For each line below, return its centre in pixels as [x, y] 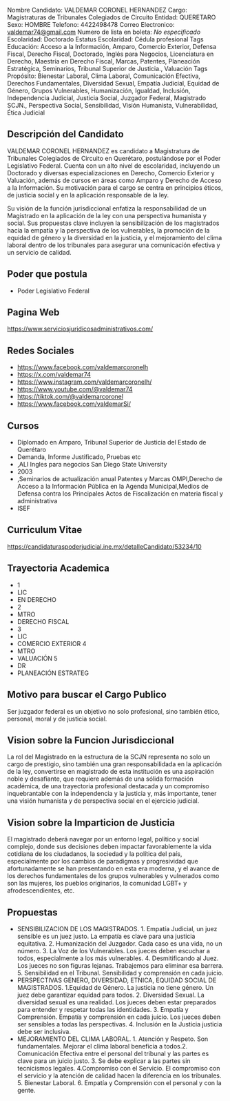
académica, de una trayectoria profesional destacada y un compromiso [108, 786]
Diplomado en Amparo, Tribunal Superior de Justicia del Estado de [112, 442]
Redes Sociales [41, 350]
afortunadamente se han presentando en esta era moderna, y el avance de [113, 868]
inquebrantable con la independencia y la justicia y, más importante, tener [112, 794]
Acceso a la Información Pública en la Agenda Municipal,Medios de [113, 487]
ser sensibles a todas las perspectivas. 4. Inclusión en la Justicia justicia [119, 1024]
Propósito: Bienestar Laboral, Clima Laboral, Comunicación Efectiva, [104, 76]
